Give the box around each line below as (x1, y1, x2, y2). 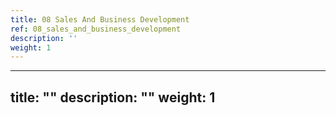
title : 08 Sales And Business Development (10, 14, 190, 25)
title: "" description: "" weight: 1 (10, 89, 216, 106)
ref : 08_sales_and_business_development (10, 24, 182, 34)
